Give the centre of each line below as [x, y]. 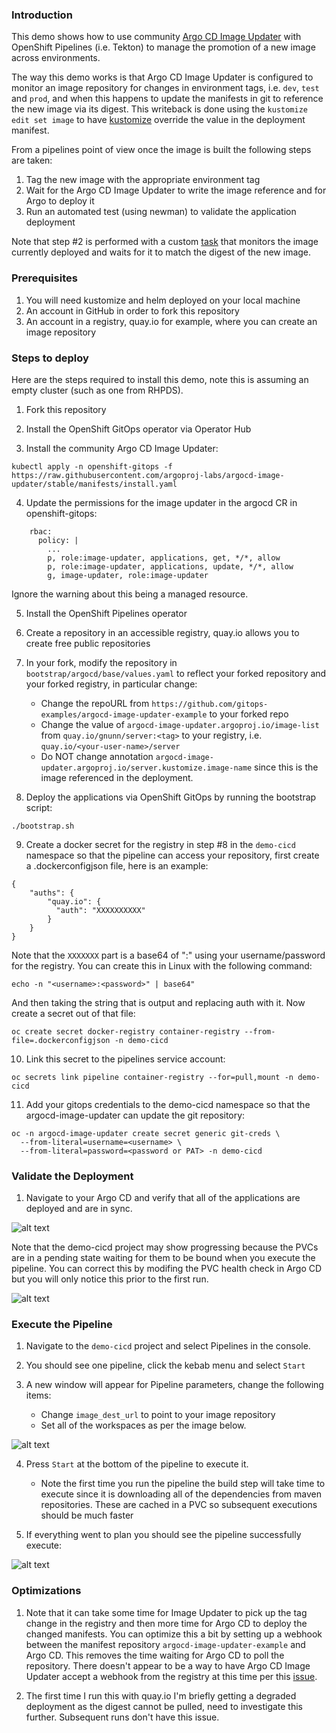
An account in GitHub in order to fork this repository [132, 310]
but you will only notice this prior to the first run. [110, 1279]
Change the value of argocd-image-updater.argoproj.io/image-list [180, 724]
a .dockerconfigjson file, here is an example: [117, 865]
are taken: [32, 160]
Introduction [42, 15]
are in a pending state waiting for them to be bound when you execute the [163, 1258]
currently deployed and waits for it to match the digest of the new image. [161, 252]
